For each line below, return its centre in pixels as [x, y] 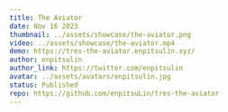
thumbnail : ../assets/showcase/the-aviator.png [100, 34]
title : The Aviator [46, 18]
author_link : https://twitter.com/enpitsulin [96, 69]
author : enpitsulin [46, 60]
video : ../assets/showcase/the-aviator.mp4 [92, 43]
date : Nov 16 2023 [44, 26]
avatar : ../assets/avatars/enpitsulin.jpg [90, 77]
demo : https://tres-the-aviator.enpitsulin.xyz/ [102, 51]
